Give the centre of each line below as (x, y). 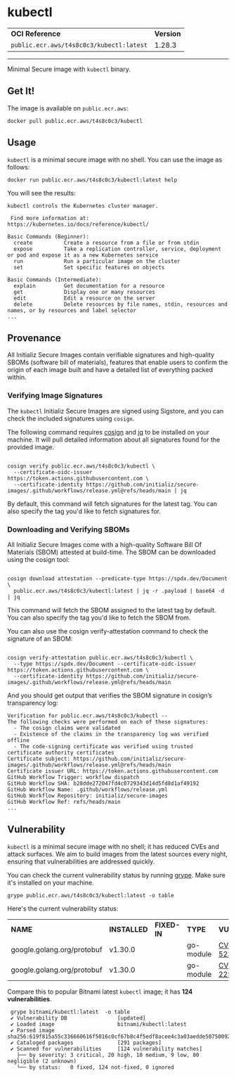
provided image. (31, 447)
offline (19, 740)
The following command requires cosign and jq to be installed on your (108, 432)
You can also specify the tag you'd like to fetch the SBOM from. (99, 617)
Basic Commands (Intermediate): (54, 280)
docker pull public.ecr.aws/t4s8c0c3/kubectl (75, 121)
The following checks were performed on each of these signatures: (108, 721)
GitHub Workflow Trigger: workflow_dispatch (73, 777)
